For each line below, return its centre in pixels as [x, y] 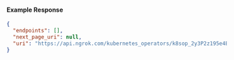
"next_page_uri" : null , [47, 37]
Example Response [35, 10]
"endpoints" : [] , [38, 31]
